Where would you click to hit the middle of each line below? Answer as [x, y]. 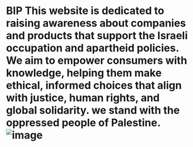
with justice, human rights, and [83, 98]
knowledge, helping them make [84, 73]
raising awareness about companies [96, 23]
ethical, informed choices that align [94, 86]
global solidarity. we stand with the [93, 110]
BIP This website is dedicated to [85, 11]
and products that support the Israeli [97, 36]
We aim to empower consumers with [96, 61]
